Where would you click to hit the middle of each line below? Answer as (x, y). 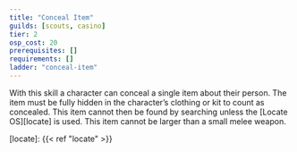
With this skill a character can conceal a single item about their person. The (148, 93)
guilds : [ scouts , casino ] (57, 26)
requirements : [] (42, 59)
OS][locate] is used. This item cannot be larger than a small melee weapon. (148, 121)
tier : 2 (24, 34)
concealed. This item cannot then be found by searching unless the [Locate (148, 112)
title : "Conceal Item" (51, 17)
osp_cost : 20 (34, 42)
